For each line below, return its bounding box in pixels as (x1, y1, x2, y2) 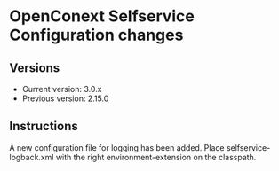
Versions (9, 60, 60, 75)
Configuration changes (9, 25, 184, 45)
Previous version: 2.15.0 (21, 93, 109, 104)
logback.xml (9, 152, 54, 162)
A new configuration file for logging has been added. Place (9, 142, 225, 152)
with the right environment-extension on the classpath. (55, 152, 257, 162)
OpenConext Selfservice (9, 6, 195, 27)
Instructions (9, 119, 78, 134)
